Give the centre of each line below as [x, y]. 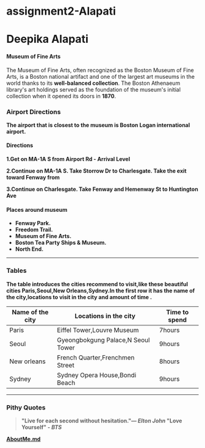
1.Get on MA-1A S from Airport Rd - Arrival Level [68, 159]
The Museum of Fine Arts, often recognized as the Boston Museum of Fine [100, 70]
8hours [169, 361]
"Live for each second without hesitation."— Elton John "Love [102, 421]
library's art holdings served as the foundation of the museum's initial [94, 89]
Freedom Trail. [34, 229]
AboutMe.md [23, 439]
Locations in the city [105, 316]
